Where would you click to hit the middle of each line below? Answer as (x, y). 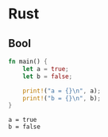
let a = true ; (46, 68)
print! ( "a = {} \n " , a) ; (62, 91)
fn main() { (28, 61)
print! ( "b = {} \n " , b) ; (62, 98)
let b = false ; (48, 76)
